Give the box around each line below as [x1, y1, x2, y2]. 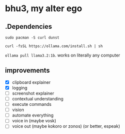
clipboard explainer [12, 79, 51, 85]
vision [12, 107, 24, 113]
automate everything [12, 113, 54, 118]
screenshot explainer [12, 90, 54, 96]
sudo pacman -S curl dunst [5, 35, 60, 40]
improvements [5, 66, 50, 75]
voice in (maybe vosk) [12, 118, 57, 124]
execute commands [12, 101, 52, 107]
